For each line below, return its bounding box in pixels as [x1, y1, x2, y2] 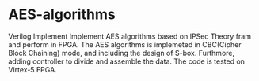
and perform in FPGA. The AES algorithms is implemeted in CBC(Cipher [8, 39, 242, 49]
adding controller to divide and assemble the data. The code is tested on [8, 57, 246, 66]
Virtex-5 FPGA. [8, 64, 57, 74]
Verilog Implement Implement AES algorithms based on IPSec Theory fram [8, 31, 252, 41]
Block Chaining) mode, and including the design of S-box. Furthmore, [8, 48, 235, 57]
